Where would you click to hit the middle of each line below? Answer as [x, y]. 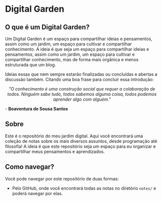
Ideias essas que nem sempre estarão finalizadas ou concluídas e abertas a [81, 74]
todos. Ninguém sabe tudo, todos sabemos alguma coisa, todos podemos [82, 94]
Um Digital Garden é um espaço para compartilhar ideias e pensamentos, [79, 39]
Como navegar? [30, 167]
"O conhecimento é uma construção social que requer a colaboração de [82, 89]
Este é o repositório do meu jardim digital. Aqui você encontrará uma [74, 136]
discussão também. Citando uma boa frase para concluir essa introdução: [79, 79]
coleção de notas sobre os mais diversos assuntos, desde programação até [81, 141]
